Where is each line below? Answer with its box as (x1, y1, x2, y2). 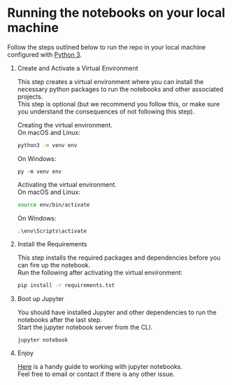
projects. (17, 92, 43, 101)
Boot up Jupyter (17, 294, 64, 302)
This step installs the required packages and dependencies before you (17, 253, 221, 262)
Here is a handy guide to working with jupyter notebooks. (17, 363, 183, 371)
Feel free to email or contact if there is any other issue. (17, 370, 175, 379)
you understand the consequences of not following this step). (17, 107, 195, 115)
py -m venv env (17, 168, 62, 175)
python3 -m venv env (17, 141, 78, 148)
